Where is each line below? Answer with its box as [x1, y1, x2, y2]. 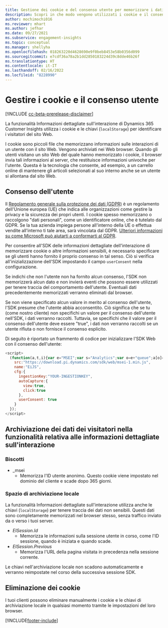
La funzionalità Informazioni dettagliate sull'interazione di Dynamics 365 [5, 120, 154, 126]
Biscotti [5, 456, 24, 463]
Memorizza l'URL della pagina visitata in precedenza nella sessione [19, 549, 159, 555]
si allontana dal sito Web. [5, 173, 56, 179]
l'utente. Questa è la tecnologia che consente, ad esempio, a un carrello [5, 162, 153, 168]
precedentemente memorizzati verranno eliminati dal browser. [5, 289, 133, 295]
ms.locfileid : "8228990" [5, 73, 57, 78]
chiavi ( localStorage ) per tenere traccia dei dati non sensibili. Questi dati [5, 507, 155, 513]
